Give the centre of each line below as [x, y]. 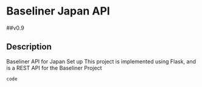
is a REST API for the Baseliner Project [54, 68]
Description [29, 47]
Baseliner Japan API [58, 11]
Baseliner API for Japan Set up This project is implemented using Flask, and [101, 61]
